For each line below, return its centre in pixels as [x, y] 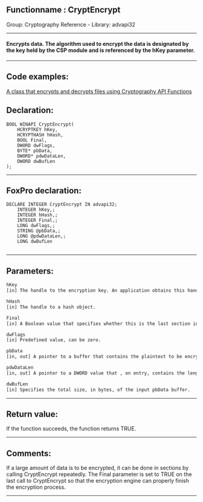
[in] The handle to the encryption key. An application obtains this [96, 291]
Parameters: [30, 271]
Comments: [29, 453]
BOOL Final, [32, 140]
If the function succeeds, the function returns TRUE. [71, 429]
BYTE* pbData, [35, 150]
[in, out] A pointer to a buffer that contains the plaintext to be [94, 357]
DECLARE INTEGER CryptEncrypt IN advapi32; [62, 205]
